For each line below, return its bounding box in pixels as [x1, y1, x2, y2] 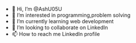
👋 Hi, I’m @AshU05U [11, 6, 62, 12]
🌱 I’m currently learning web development [11, 18, 114, 24]
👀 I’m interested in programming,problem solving [11, 12, 131, 19]
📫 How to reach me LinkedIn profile [11, 31, 101, 37]
